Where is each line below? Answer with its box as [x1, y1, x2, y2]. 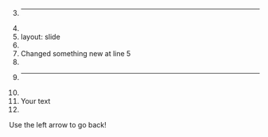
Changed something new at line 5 [20, 49, 131, 58]
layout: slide [20, 32, 60, 41]
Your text [20, 97, 51, 105]
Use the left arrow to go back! [9, 120, 107, 129]
